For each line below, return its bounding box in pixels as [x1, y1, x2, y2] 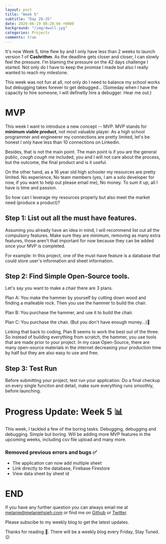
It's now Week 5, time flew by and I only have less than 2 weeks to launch [5, 48, 156, 54]
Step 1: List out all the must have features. [5, 214, 137, 222]
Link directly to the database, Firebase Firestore [12, 465, 110, 471]
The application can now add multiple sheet [12, 460, 102, 466]
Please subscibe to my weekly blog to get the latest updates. [5, 519, 129, 525]
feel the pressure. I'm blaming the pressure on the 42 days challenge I [5, 59, 149, 65]
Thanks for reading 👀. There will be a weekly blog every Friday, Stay [5, 529, 145, 535]
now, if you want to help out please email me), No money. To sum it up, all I [5, 179, 158, 185]
